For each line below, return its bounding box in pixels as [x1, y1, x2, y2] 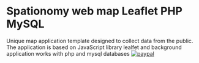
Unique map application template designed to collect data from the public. [6, 37, 193, 44]
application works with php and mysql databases [6, 50, 130, 57]
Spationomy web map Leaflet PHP [6, 4, 182, 18]
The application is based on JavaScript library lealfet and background [6, 44, 182, 51]
